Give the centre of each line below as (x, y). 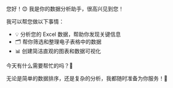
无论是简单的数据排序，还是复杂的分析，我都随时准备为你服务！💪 (87, 78)
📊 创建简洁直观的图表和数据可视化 (58, 51)
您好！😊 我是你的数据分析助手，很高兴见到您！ (65, 9)
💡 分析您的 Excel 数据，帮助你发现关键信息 (68, 34)
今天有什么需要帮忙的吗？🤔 (40, 66)
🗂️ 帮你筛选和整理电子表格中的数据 (58, 42)
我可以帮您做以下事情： (35, 22)
